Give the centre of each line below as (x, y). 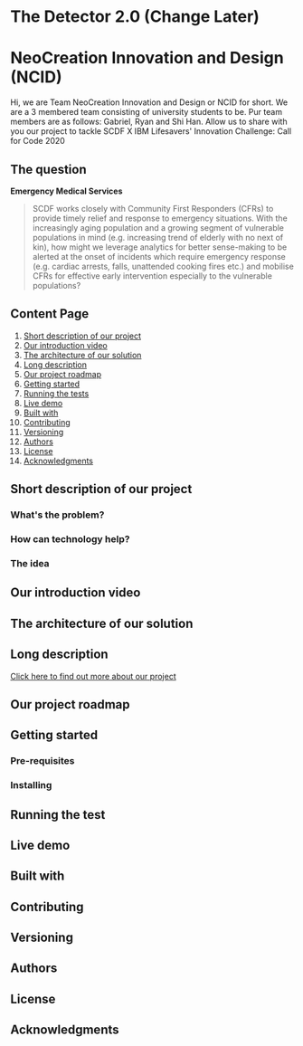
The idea (30, 563)
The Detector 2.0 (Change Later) (135, 17)
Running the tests (56, 393)
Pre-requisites (43, 761)
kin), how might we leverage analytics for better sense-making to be (160, 247)
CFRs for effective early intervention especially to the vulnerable (152, 276)
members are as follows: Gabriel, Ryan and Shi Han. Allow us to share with (149, 122)
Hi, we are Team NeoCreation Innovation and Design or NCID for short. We (149, 102)
